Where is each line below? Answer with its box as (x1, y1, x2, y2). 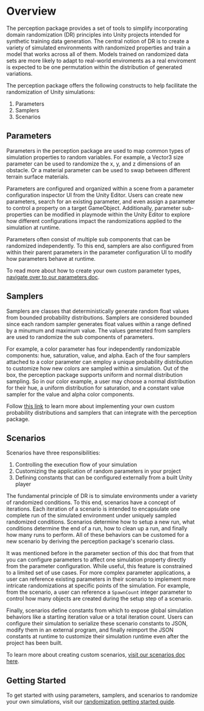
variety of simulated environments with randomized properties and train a (6, 44, 191, 51)
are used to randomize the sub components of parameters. (6, 333, 154, 340)
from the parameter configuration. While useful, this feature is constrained (6, 563, 193, 570)
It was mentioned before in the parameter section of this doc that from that (6, 550, 194, 557)
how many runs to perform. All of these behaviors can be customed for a (6, 531, 189, 539)
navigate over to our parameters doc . (6, 273, 100, 280)
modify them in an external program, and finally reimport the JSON (6, 626, 174, 633)
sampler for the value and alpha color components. (6, 390, 135, 398)
